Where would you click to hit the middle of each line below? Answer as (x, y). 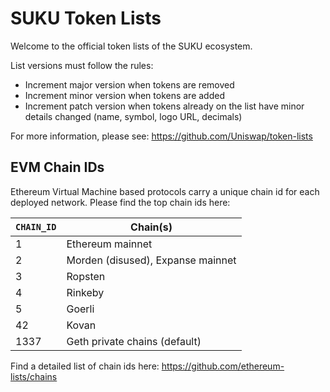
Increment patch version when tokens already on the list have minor (164, 106)
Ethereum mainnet (109, 244)
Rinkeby (85, 292)
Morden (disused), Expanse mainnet (151, 260)
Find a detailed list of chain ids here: (85, 366)
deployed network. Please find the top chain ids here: (120, 202)
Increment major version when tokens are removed (129, 84)
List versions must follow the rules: (82, 65)
